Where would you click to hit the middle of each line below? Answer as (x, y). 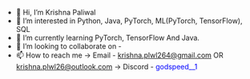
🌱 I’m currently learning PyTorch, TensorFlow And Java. (108, 38)
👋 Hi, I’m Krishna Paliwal (56, 12)
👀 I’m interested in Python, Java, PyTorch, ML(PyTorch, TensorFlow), (129, 21)
